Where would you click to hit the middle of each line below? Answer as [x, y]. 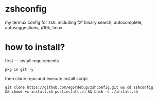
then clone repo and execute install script [46, 78]
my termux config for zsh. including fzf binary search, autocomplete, [74, 22]
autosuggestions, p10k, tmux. [35, 27]
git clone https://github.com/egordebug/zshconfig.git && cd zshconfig [79, 87]
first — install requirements [32, 60]
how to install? [35, 47]
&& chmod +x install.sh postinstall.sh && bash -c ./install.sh [71, 91]
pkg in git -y [19, 69]
